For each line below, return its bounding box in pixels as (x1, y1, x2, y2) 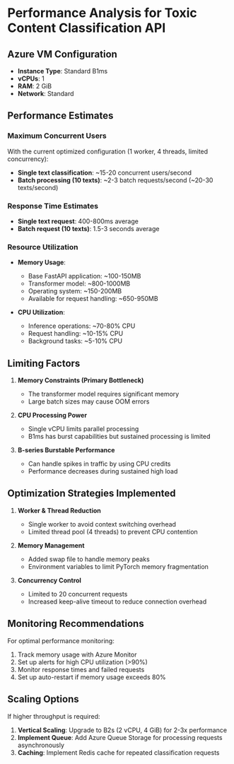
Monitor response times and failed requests (17, 665, 145, 674)
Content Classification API (7, 20, 166, 36)
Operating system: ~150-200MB (28, 287, 122, 295)
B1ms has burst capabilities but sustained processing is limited (28, 433, 211, 441)
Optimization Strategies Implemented (7, 488, 176, 500)
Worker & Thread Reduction (17, 506, 101, 515)
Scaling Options (7, 693, 79, 705)
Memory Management (17, 541, 85, 549)
